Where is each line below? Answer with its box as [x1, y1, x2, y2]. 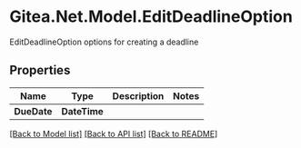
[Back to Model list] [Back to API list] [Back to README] [9, 128, 218, 139]
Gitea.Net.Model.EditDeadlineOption [9, 6, 293, 27]
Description [112, 89, 165, 102]
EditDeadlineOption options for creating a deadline [9, 36, 199, 47]
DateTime [61, 104, 105, 117]
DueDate [14, 104, 53, 117]
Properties [9, 63, 71, 78]
